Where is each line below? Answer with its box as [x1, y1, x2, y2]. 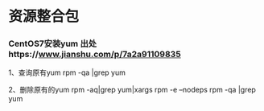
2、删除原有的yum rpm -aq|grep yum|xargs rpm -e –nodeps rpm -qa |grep [8, 85, 256, 95]
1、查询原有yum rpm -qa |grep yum [8, 68, 126, 77]
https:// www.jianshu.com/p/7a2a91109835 [8, 49, 181, 60]
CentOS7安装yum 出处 [8, 38, 97, 49]
